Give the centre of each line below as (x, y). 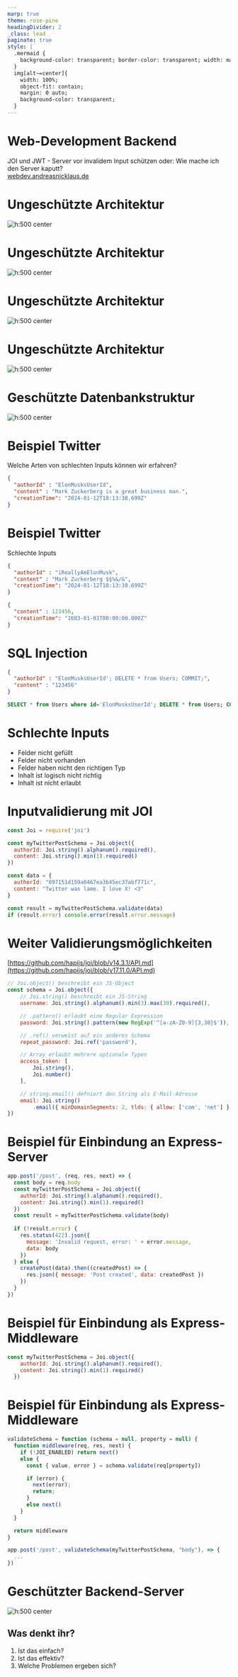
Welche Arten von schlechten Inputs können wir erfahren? (92, 466)
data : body (42, 1248)
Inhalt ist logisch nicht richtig (59, 775)
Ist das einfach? (41, 1650)
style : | (20, 47)
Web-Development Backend (92, 141)
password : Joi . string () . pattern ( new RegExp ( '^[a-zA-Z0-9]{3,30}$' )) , (125, 1022)
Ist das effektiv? (41, 1658)
